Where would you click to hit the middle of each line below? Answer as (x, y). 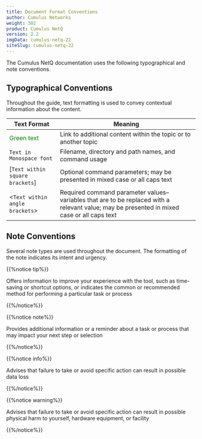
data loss (17, 377)
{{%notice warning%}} (35, 400)
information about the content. (44, 109)
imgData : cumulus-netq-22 (38, 40)
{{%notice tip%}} (28, 269)
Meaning (126, 124)
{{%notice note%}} (30, 317)
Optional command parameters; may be (116, 171)
